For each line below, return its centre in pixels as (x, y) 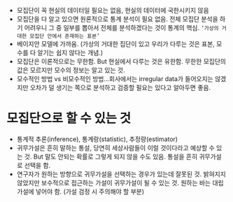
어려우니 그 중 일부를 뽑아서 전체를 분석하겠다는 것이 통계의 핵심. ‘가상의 (121, 28)
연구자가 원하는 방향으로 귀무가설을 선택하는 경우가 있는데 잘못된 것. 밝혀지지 (121, 174)
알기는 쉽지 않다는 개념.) (70, 52)
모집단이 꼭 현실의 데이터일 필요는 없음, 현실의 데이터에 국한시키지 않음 (113, 10)
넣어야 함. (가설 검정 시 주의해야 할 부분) (90, 192)
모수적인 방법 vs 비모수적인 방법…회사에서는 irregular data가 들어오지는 (115, 79)
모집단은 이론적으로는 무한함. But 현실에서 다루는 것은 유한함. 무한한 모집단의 (121, 61)
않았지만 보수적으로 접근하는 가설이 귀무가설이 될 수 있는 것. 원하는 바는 (114, 182)
